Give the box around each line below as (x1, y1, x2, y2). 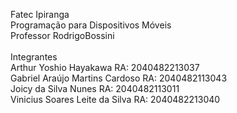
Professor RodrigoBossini (10, 30, 115, 41)
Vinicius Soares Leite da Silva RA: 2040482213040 (10, 94, 221, 105)
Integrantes (10, 51, 58, 63)
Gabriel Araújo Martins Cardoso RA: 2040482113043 (10, 72, 228, 84)
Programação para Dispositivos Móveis (10, 19, 172, 31)
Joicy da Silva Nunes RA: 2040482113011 (10, 83, 180, 94)
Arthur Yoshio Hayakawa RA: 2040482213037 (10, 62, 200, 73)
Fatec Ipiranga (10, 9, 70, 20)
